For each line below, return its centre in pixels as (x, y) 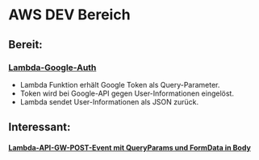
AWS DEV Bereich (69, 15)
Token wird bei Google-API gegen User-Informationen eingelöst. (127, 93)
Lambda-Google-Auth (52, 68)
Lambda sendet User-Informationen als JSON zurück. (109, 101)
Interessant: (40, 127)
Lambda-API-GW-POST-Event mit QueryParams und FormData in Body (130, 147)
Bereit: (25, 45)
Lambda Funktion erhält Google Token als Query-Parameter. (120, 84)
